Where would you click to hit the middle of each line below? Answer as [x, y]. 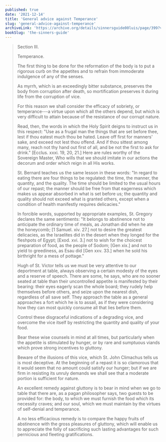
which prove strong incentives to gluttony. [60, 348]
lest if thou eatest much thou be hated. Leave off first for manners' [85, 137]
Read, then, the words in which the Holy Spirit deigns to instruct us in [87, 126]
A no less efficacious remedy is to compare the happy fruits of [81, 418]
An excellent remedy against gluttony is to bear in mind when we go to [89, 388]
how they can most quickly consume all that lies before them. [80, 308]
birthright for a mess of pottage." [51, 256]
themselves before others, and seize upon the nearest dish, [78, 292]
